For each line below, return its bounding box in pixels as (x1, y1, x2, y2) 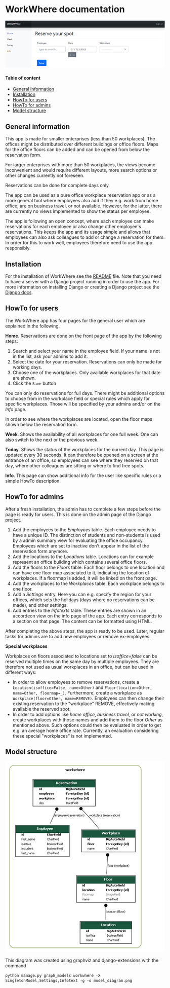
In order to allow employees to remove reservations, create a (12, 679, 140, 685)
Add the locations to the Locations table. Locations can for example (12, 554, 154, 560)
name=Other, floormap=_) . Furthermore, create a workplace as (12, 689, 142, 696)
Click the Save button (12, 380, 57, 386)
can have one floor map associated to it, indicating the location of (12, 569, 149, 576)
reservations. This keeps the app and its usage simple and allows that (5, 229, 151, 235)
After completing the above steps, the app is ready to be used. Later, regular (5, 628, 164, 634)
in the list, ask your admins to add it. (12, 353, 88, 359)
